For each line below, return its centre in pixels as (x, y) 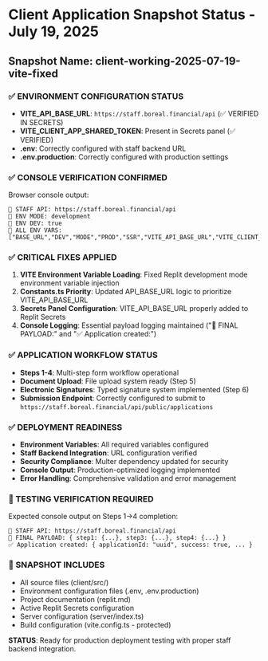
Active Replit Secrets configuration (77, 608)
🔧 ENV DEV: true (35, 224)
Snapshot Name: (51, 61)
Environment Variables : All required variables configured (114, 445)
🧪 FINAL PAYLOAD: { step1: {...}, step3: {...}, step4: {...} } (117, 538)
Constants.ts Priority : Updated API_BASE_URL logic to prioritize (126, 292)
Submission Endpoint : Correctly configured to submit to (112, 398)
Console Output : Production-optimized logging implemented (120, 470)
